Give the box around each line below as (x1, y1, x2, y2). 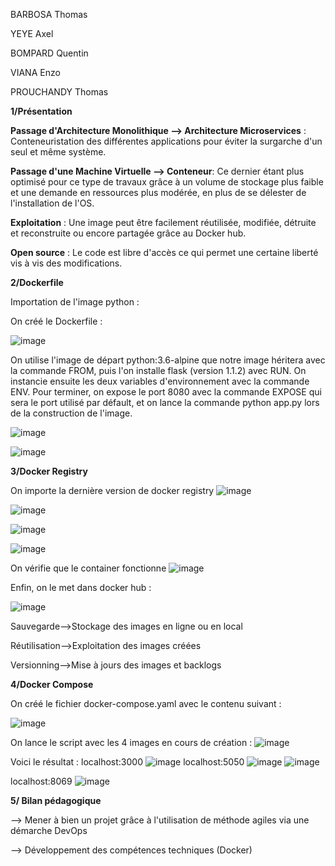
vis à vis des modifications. (10, 257, 123, 269)
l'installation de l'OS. (10, 197, 95, 209)
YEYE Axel (10, 28, 54, 39)
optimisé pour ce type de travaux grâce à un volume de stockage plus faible (10, 176, 324, 188)
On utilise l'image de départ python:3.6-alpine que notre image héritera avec (10, 354, 326, 366)
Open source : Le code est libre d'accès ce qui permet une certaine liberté (10, 247, 319, 258)
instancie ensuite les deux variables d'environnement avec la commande (10, 375, 310, 387)
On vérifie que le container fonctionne (10, 562, 167, 574)
